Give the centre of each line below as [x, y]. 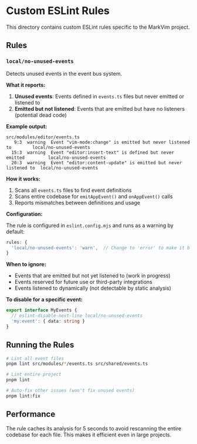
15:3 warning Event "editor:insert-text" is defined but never [93, 152]
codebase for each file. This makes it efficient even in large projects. [89, 435]
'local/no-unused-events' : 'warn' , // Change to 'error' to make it [98, 248]
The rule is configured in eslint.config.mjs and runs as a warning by [90, 225]
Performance [31, 414]
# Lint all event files [35, 358]
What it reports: [26, 85]
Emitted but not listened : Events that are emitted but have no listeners [100, 109]
